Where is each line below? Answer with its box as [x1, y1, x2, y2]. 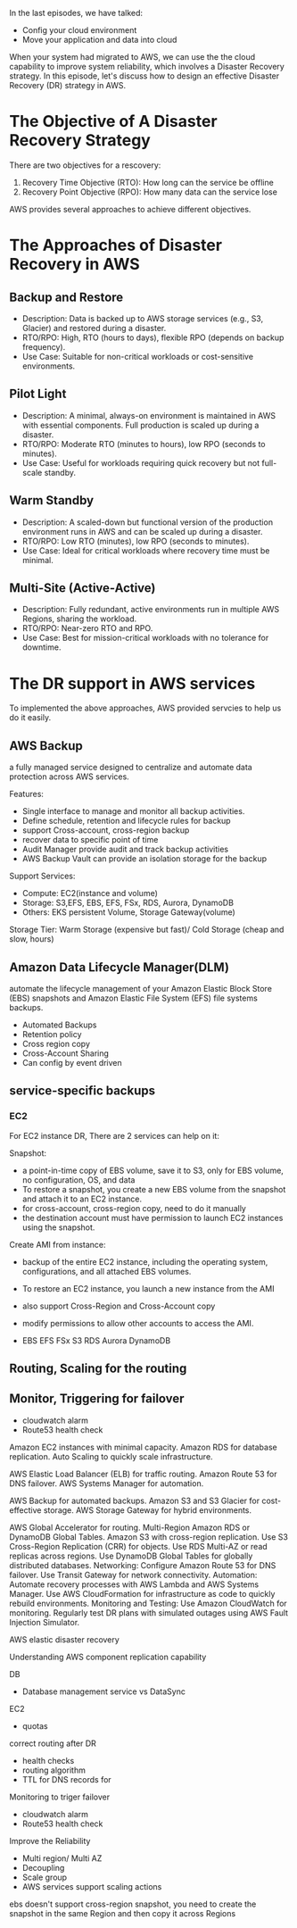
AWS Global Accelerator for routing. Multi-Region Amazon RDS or [9, 1522, 251, 1533]
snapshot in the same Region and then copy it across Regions [9, 1907, 236, 1918]
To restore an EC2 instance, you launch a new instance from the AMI [21, 1283, 275, 1293]
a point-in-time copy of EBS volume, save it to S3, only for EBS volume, [21, 1165, 284, 1176]
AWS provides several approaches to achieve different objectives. [9, 204, 252, 214]
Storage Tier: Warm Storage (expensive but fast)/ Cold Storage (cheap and [9, 924, 285, 935]
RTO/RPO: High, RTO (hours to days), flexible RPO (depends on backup [21, 332, 285, 343]
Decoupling [21, 1862, 65, 1873]
